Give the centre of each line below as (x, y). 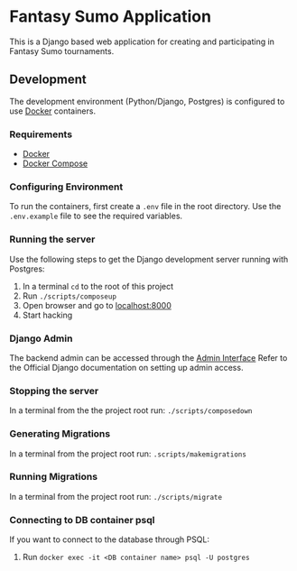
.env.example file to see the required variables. (96, 216)
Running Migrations (53, 477)
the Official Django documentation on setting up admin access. (126, 367)
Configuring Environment (66, 187)
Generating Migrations (60, 434)
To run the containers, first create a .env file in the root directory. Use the (145, 207)
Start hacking (47, 315)
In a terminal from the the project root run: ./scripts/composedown (131, 410)
